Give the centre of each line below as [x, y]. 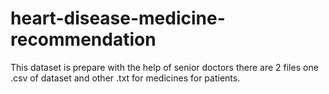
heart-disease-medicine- [118, 18]
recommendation [83, 39]
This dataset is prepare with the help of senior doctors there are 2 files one [164, 67]
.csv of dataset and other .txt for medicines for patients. [125, 78]
